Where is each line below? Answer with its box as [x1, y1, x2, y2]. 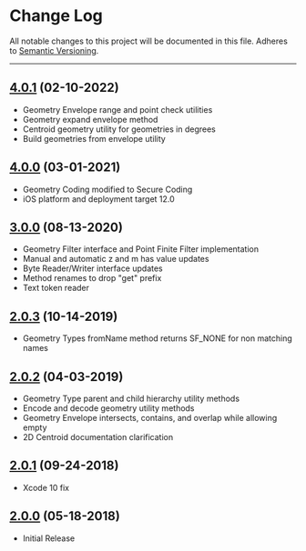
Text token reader [22, 283, 89, 294]
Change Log [9, 5, 103, 26]
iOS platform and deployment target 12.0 [22, 193, 175, 205]
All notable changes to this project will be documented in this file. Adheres [9, 35, 289, 46]
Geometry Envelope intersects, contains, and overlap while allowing [22, 413, 278, 423]
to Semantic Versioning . [9, 45, 99, 55]
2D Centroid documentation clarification [22, 432, 174, 442]
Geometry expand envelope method [22, 114, 158, 125]
